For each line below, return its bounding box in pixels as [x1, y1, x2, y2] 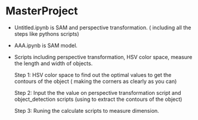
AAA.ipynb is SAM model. [14, 42, 78, 49]
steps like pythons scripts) [14, 30, 79, 37]
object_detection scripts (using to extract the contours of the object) [14, 96, 182, 103]
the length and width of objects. [14, 60, 93, 67]
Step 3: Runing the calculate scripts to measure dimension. [14, 107, 159, 114]
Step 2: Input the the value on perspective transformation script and [14, 89, 181, 96]
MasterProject [5, 4, 78, 18]
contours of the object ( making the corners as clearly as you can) [14, 78, 177, 85]
